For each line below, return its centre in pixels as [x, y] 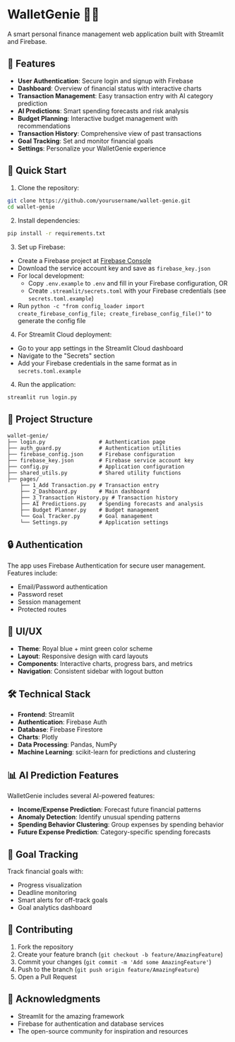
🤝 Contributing [40, 930]
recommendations [44, 126]
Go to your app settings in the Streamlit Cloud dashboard [100, 349]
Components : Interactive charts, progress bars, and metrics [105, 663]
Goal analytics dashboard [55, 907]
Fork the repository [46, 947]
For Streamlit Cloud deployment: [65, 334]
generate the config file [52, 321]
